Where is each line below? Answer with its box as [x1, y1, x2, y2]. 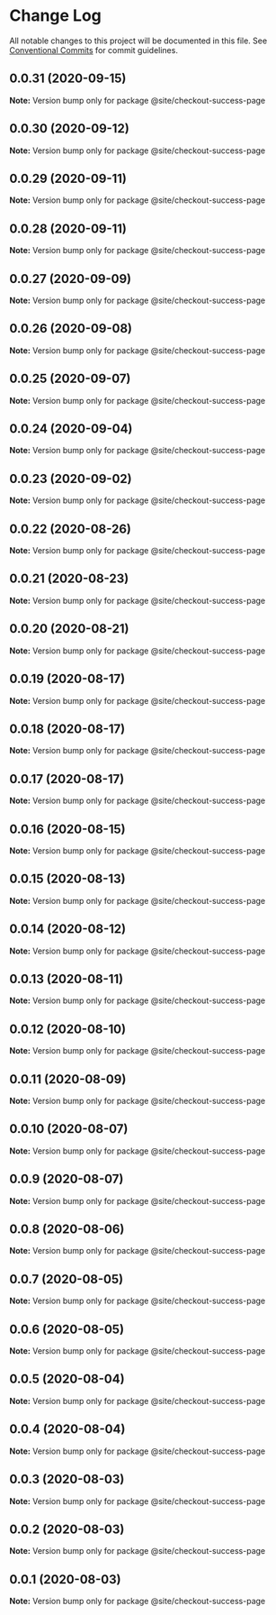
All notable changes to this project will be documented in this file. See [9, 35, 268, 46]
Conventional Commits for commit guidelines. [9, 44, 178, 55]
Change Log [9, 5, 102, 26]
